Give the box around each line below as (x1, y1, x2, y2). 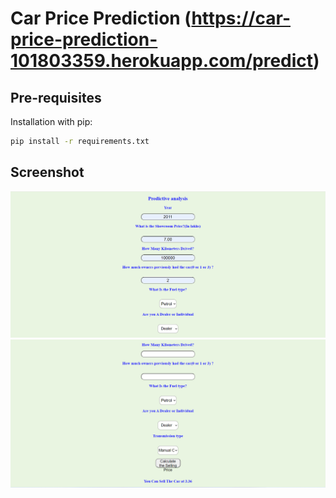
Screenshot (10, 164, 85, 181)
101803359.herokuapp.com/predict (10, 50, 314, 72)
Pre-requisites (10, 89, 102, 106)
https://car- (191, 7, 291, 30)
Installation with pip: (10, 116, 93, 127)
